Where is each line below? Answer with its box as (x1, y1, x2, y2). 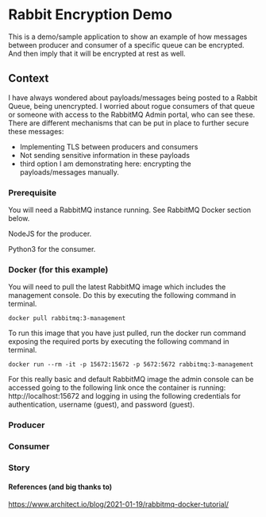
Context (8, 71, 49, 85)
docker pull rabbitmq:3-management (8, 314, 126, 322)
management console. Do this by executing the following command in (8, 291, 237, 300)
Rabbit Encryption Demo (8, 6, 173, 24)
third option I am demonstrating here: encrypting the (19, 159, 192, 168)
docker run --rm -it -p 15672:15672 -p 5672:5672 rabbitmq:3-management (8, 361, 254, 368)
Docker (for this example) (8, 264, 109, 275)
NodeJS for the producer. (8, 229, 92, 239)
